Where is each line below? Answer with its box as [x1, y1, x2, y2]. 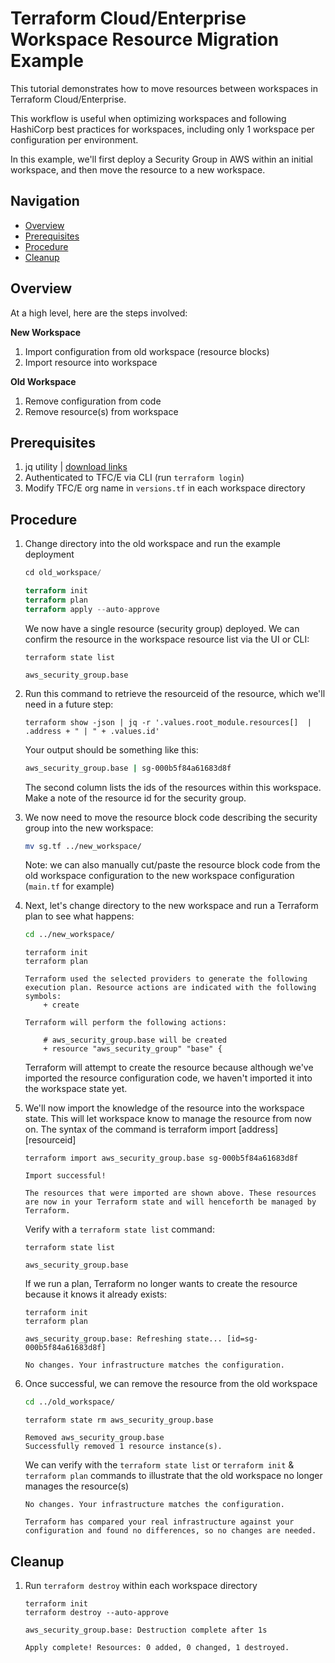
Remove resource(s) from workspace [24, 405, 179, 417]
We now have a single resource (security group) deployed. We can [24, 622, 300, 634]
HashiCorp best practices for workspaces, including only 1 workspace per [10, 123, 315, 135]
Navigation [10, 193, 80, 210]
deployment [24, 548, 75, 561]
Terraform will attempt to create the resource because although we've [24, 1062, 314, 1074]
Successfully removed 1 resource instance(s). [24, 1442, 223, 1452]
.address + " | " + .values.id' [24, 726, 160, 736]
